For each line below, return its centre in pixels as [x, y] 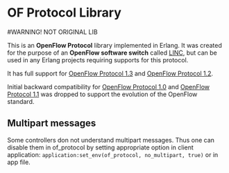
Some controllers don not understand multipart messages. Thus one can [111, 140]
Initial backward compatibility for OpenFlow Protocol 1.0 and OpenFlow [109, 86]
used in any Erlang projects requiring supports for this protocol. [98, 60]
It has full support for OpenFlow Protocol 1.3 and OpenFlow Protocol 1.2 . [110, 73]
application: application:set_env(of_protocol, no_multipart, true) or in [113, 154]
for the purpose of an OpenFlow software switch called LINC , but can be [112, 53]
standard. [21, 101]
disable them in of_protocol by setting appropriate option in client [101, 147]
